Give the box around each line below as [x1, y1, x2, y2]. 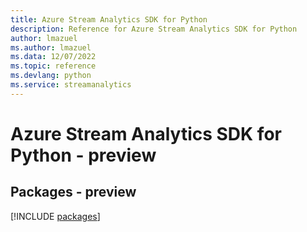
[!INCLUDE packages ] [10, 210, 101, 222]
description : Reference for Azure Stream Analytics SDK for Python [10, 24, 298, 34]
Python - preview [10, 144, 157, 166]
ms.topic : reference [10, 61, 97, 71]
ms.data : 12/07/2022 [10, 52, 97, 62]
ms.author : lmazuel [10, 42, 92, 53]
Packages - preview [10, 184, 137, 201]
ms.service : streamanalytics [10, 80, 132, 90]
